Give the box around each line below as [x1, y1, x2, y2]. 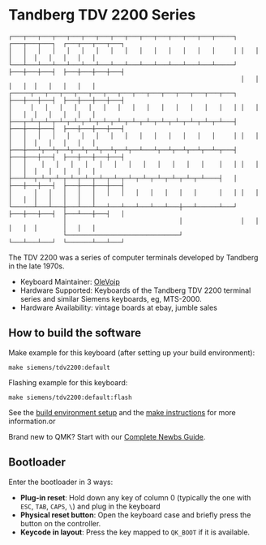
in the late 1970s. [8, 261, 65, 271]
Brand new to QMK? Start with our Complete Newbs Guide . [8, 431, 206, 441]
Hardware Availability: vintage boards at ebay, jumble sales [19, 303, 217, 312]
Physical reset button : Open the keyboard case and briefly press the [19, 509, 251, 520]
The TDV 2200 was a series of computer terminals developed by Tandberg [8, 252, 259, 262]
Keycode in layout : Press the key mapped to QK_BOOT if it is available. [19, 527, 250, 537]
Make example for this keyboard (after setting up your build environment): [8, 347, 255, 358]
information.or [8, 416, 56, 426]
